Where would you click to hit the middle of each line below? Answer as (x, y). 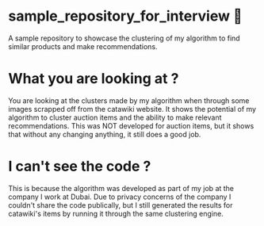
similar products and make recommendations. (83, 46)
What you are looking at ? (94, 79)
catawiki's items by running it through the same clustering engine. (116, 213)
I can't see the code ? (80, 167)
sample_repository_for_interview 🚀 (126, 16)
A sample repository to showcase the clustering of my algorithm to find (124, 38)
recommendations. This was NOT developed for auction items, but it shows (131, 125)
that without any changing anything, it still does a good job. (105, 134)
